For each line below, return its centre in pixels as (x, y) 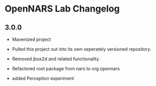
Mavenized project (31, 39)
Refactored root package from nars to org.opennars (66, 69)
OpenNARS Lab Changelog (62, 9)
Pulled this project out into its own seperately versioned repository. (82, 49)
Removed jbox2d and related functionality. (56, 59)
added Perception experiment (43, 78)
